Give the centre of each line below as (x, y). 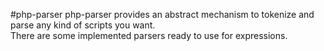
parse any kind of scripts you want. (83, 25)
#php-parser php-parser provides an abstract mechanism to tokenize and (162, 14)
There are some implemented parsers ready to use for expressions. (149, 35)
